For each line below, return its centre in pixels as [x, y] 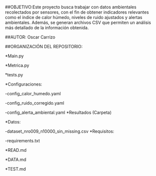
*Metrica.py [17, 65]
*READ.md [16, 150]
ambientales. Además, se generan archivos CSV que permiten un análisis [78, 22]
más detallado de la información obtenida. [47, 28]
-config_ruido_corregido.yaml [35, 103]
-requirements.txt [23, 141]
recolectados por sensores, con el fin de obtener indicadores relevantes [77, 12]
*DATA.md [16, 159]
